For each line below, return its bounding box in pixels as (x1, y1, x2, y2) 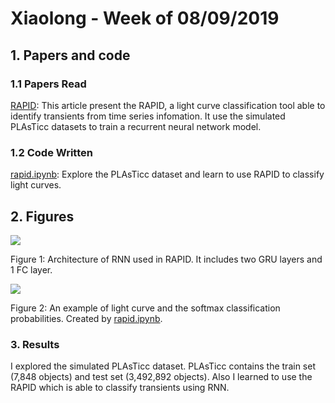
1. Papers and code (10, 47, 131, 64)
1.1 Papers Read (10, 77, 87, 91)
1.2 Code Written (10, 145, 93, 159)
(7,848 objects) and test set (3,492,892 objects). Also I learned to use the (10, 371, 313, 383)
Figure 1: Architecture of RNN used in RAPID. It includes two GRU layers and (10, 253, 323, 265)
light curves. (10, 179, 62, 191)
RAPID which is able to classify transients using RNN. (10, 382, 230, 394)
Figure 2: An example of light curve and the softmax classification (10, 302, 281, 314)
